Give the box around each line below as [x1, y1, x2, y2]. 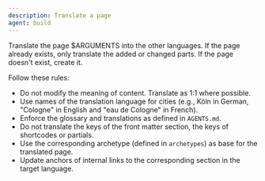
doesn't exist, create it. [8, 57, 83, 67]
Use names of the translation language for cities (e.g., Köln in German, [19, 96, 249, 106]
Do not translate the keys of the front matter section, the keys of [19, 122, 229, 131]
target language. [19, 164, 74, 173]
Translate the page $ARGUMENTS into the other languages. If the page [8, 40, 240, 50]
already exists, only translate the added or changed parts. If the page [8, 49, 233, 58]
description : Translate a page [8, 11, 112, 20]
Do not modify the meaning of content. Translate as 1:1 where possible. [19, 88, 252, 97]
